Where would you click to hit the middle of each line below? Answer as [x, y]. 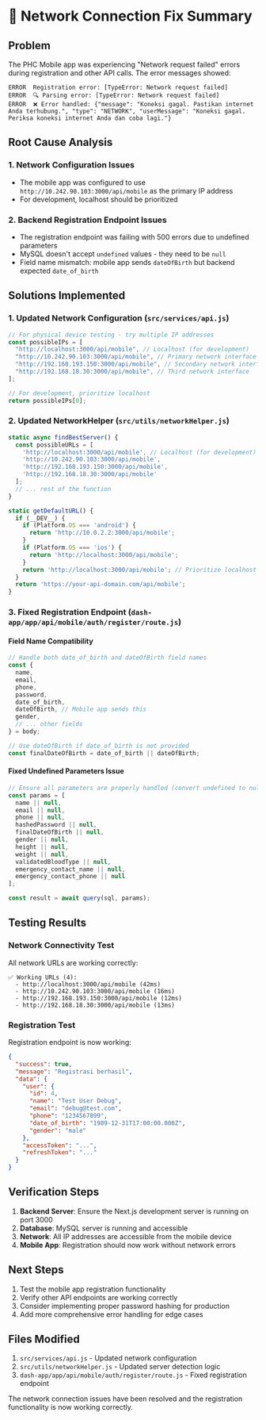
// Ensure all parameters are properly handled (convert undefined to [127, 788]
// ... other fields [49, 724]
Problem [30, 46]
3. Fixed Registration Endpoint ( [70, 612]
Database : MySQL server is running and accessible [104, 1228]
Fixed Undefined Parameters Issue [66, 771]
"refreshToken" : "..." [60, 1153]
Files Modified [44, 1339]
